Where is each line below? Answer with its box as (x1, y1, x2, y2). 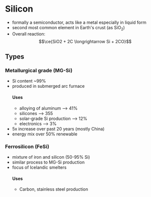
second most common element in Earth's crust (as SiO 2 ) (12, 24, 125, 32)
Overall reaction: (12, 31, 45, 37)
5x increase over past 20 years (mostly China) (12, 126, 105, 131)
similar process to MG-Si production (12, 159, 85, 165)
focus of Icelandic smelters (12, 164, 67, 170)
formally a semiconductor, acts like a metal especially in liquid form (12, 19, 147, 25)
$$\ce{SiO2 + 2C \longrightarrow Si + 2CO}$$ (38, 38, 132, 44)
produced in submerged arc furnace (12, 83, 85, 89)
